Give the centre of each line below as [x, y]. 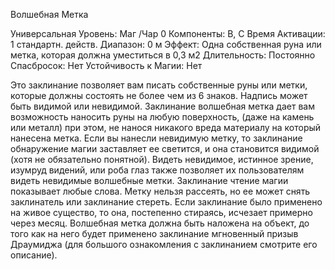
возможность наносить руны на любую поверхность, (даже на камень [162, 117]
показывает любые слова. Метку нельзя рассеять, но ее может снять [160, 191]
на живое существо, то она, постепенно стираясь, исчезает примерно [161, 212]
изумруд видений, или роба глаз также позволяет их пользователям [157, 170]
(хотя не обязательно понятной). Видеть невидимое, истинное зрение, [162, 159]
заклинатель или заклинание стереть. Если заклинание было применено [166, 202]
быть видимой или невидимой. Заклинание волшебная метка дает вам [162, 106]
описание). [34, 255]
